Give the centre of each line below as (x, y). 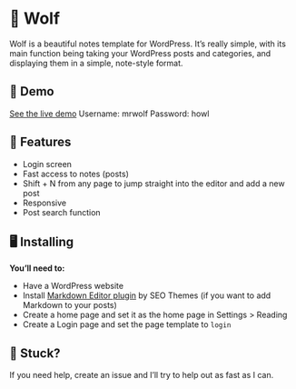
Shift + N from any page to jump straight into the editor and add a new (153, 183)
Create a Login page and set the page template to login (127, 324)
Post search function (62, 212)
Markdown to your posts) (70, 305)
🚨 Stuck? (35, 353)
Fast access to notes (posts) (76, 174)
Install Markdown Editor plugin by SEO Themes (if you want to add (147, 295)
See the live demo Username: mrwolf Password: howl (109, 114)
